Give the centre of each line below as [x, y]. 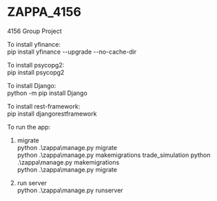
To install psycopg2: [36, 65]
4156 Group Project [34, 31]
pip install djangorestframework [52, 114]
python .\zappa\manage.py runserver [70, 190]
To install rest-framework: [44, 106]
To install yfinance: [34, 44]
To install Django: [32, 85]
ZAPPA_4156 [44, 12]
